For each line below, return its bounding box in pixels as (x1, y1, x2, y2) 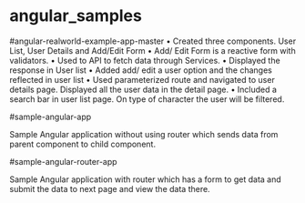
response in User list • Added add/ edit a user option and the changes (9, 65, 273, 76)
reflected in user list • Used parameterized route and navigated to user (9, 74, 275, 85)
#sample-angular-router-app (9, 156, 117, 167)
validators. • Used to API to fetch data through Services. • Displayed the (9, 55, 280, 66)
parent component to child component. (9, 138, 157, 149)
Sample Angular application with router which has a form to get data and (9, 174, 282, 185)
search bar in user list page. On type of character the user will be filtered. (9, 93, 285, 105)
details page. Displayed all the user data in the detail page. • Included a (9, 84, 278, 95)
